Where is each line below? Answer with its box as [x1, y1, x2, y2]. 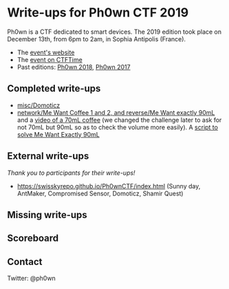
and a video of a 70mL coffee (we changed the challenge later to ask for [17, 116, 222, 124]
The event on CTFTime [17, 55, 83, 63]
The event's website [17, 48, 75, 56]
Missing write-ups [7, 208, 87, 221]
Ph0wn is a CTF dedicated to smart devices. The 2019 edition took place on [7, 28, 222, 36]
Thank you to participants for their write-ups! [7, 169, 135, 177]
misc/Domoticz [17, 101, 61, 109]
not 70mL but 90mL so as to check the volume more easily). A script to [17, 122, 219, 131]
